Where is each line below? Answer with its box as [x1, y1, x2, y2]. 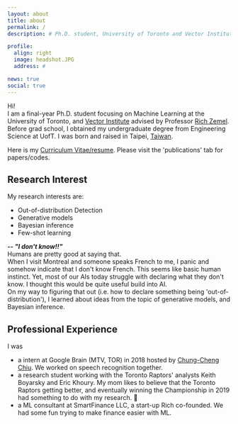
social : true [7, 82, 46, 89]
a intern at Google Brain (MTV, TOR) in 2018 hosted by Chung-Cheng [17, 356, 220, 364]
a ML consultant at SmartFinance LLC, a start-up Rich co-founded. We [17, 401, 224, 410]
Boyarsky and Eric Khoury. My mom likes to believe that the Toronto [17, 379, 216, 387]
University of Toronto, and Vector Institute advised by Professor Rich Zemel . [7, 116, 229, 125]
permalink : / [7, 23, 46, 30]
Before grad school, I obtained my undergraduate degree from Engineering [7, 124, 226, 133]
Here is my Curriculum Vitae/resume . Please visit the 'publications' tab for [7, 145, 223, 154]
